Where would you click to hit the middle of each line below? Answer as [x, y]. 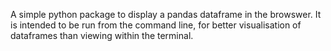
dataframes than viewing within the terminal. [102, 35]
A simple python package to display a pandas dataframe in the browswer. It [166, 14]
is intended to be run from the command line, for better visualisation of [156, 25]
